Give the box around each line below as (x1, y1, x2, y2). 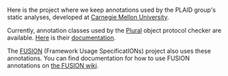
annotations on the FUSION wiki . (7, 62, 99, 69)
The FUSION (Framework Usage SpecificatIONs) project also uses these (7, 47, 211, 55)
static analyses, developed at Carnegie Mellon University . (7, 13, 169, 21)
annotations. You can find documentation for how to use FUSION (7, 54, 190, 62)
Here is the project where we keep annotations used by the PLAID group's (7, 6, 216, 14)
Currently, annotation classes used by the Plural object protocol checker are (7, 27, 222, 34)
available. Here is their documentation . (7, 34, 116, 42)
